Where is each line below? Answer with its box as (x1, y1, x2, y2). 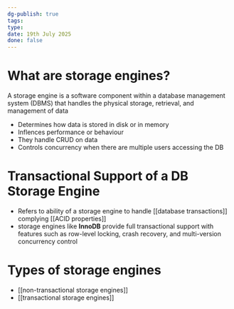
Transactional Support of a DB (7, 168, 188, 184)
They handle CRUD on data (17, 136, 98, 144)
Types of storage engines (7, 262, 161, 278)
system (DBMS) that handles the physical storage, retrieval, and (7, 99, 194, 108)
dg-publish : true (7, 10, 59, 18)
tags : (7, 17, 23, 24)
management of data (7, 106, 69, 115)
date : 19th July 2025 (7, 30, 72, 38)
